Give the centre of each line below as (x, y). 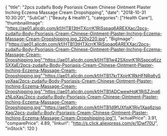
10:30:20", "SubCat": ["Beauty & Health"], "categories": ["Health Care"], (79, 18)
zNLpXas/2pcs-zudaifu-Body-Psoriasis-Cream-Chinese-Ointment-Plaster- (82, 97)
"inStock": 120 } (21, 128)
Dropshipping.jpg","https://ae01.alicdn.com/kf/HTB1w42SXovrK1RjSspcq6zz (83, 60)
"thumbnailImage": (24, 23)
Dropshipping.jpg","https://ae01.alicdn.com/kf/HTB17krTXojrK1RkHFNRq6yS (83, 76)
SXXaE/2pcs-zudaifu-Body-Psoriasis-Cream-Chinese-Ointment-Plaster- (80, 65)
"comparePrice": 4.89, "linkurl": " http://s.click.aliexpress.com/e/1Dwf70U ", (82, 123)
